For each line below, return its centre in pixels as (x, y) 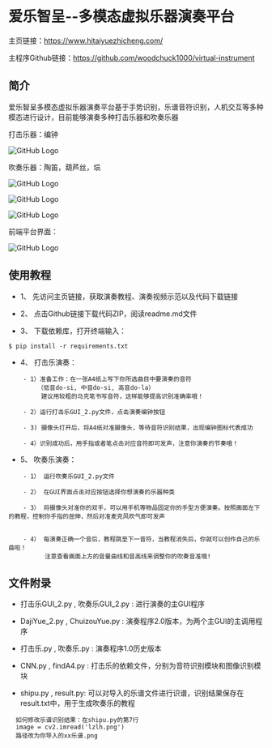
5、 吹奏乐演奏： (48, 459)
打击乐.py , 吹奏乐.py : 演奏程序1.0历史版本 (91, 648)
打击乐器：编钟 (33, 134)
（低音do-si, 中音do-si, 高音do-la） (96, 387)
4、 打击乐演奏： (48, 362)
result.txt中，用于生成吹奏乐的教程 (77, 703)
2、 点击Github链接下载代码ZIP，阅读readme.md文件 (108, 314)
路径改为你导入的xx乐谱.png (57, 736)
